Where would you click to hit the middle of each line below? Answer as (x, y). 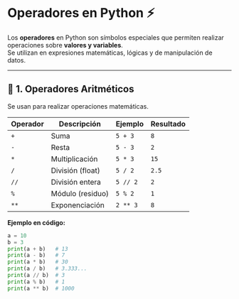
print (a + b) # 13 (38, 249)
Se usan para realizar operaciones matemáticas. (78, 106)
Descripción (80, 124)
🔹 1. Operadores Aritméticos (71, 89)
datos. (17, 60)
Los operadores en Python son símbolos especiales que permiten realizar (116, 37)
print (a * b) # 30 (38, 262)
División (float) (76, 170)
